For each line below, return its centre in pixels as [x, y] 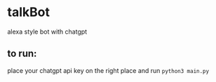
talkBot [29, 12]
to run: [22, 54]
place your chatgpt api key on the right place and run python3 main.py [108, 70]
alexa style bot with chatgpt [47, 32]
